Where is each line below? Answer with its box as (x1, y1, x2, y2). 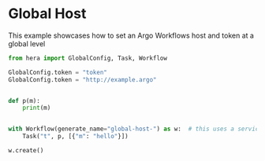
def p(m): (8, 97, 41, 104)
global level (8, 38, 46, 48)
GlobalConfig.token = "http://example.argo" (8, 75, 157, 83)
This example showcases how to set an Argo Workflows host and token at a (8, 31, 255, 40)
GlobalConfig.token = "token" (8, 68, 108, 76)
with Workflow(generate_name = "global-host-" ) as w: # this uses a (8, 125, 235, 134)
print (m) (22, 104, 51, 112)
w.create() (8, 147, 44, 155)
